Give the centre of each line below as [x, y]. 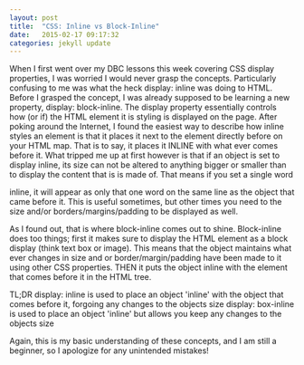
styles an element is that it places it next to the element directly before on [146, 136]
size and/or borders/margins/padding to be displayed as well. [124, 211]
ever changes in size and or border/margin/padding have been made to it [146, 258]
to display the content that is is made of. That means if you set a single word [152, 175]
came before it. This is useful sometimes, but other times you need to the [146, 202]
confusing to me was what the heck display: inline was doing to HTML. [141, 88]
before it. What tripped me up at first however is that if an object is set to [145, 156]
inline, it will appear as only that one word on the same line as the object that [152, 192]
